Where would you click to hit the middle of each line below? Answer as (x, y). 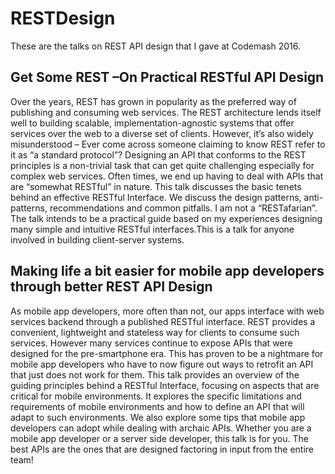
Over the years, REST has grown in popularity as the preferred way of (153, 101)
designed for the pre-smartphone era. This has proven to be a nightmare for (167, 353)
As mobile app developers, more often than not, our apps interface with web (167, 311)
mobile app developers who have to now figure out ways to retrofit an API (162, 364)
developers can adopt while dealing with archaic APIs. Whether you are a (161, 428)
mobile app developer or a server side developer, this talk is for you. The (159, 438)
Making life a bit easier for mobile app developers (167, 271)
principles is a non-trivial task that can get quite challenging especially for (162, 165)
